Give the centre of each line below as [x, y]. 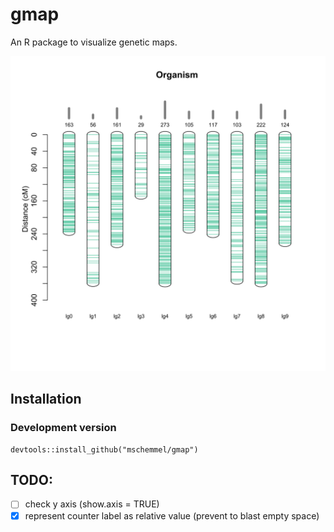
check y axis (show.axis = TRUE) [92, 504]
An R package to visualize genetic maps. [94, 42]
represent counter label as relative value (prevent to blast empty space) [172, 515]
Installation [46, 399]
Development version [63, 428]
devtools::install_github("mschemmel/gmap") [104, 449]
